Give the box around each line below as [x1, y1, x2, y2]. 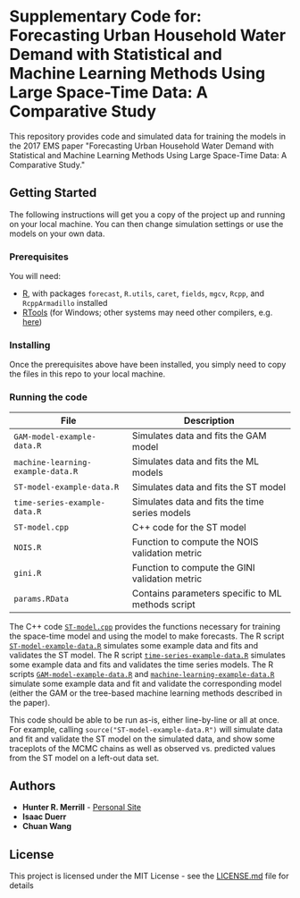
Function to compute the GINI [132, 561, 256, 573]
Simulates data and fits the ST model [132, 480, 286, 493]
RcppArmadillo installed [21, 298, 108, 309]
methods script [132, 597, 196, 610]
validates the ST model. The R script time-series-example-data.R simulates [9, 649, 286, 660]
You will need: [9, 271, 61, 282]
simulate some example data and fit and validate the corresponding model [9, 678, 282, 689]
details [9, 880, 34, 891]
